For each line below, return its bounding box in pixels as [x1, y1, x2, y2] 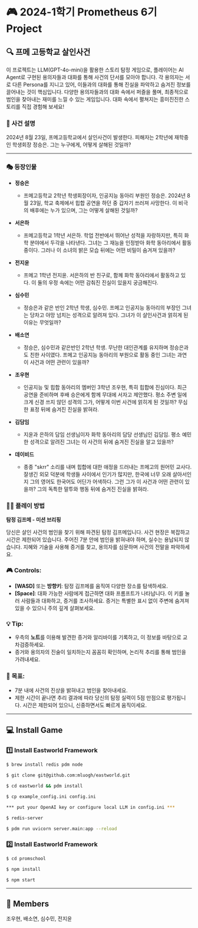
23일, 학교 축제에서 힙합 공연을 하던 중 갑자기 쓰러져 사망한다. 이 [29, 199, 177, 206]
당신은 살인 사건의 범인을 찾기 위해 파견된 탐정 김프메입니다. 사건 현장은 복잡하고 [6, 529, 190, 536]
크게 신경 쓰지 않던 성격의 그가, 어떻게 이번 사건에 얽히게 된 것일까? [23, 398, 177, 405]
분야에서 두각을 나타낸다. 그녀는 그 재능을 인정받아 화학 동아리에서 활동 [29, 239, 192, 246]
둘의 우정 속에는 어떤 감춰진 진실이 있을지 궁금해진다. [37, 278, 159, 286]
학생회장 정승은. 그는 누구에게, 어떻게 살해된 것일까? [12, 141, 131, 148]
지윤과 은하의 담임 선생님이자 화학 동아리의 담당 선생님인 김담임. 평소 [23, 431, 181, 438]
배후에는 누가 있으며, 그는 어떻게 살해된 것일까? [29, 206, 138, 214]
